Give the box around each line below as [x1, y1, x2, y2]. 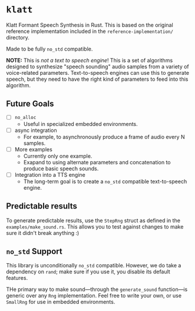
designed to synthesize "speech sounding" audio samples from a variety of [6, 63, 190, 70]
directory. [6, 34, 29, 41]
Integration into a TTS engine [14, 171, 85, 178]
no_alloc [14, 115, 37, 121]
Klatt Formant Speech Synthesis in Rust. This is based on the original [6, 21, 174, 28]
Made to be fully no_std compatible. [6, 45, 93, 52]
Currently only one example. [23, 152, 92, 160]
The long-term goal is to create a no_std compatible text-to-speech [23, 178, 187, 185]
